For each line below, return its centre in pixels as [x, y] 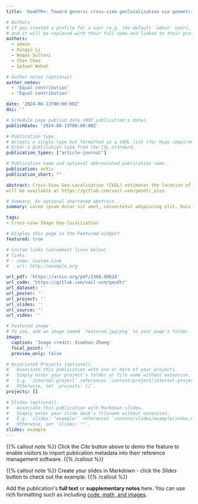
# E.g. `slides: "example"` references [58, 419]
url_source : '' [25, 310]
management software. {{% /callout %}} [55, 459]
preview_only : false [37, 353]
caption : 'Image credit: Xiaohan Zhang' [62, 342]
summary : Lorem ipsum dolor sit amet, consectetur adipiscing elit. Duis [99, 207]
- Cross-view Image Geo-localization [52, 223]
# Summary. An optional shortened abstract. [62, 201]
